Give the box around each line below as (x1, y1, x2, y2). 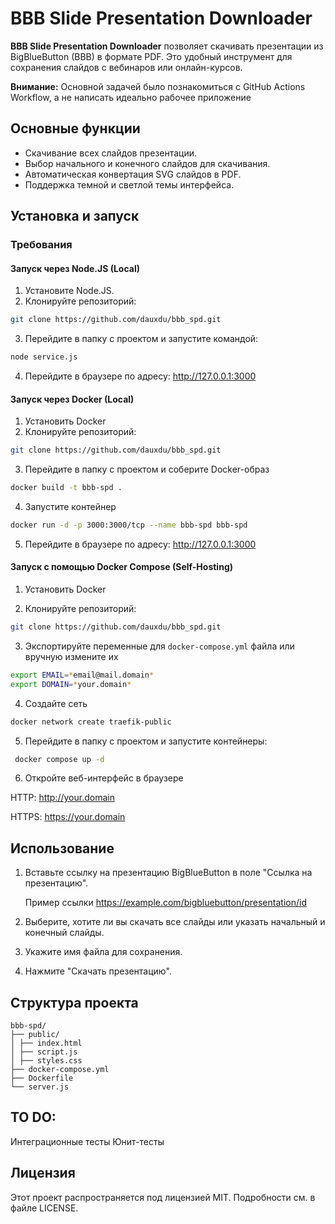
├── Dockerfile (10, 1073, 74, 1084)
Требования (10, 238, 73, 252)
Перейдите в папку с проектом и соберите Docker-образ (24, 463, 270, 476)
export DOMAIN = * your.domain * (10, 679, 132, 689)
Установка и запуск (10, 208, 140, 225)
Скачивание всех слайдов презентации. (24, 147, 197, 159)
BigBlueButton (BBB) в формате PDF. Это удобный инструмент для (10, 50, 293, 62)
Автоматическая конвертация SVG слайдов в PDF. (24, 168, 242, 180)
